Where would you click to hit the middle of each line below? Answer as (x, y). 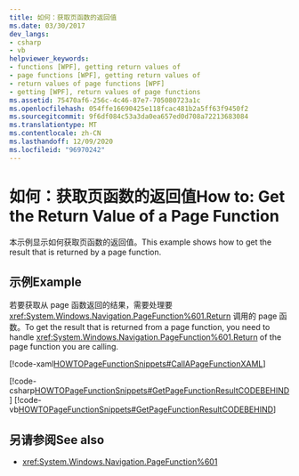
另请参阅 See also (57, 440)
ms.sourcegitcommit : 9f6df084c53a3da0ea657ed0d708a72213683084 (129, 117)
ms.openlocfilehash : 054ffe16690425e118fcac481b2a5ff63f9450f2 (129, 109)
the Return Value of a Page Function (145, 216)
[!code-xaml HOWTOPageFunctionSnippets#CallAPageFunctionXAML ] (137, 364)
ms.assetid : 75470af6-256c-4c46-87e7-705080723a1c (105, 100)
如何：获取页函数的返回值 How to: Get (147, 196)
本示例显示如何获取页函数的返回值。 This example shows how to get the (141, 242)
